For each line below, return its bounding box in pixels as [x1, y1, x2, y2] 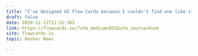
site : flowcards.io [6, 31, 54, 37]
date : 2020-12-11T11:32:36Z [6, 19, 75, 25]
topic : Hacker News [6, 36, 54, 42]
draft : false [6, 14, 38, 20]
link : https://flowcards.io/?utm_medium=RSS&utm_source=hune [6, 25, 160, 31]
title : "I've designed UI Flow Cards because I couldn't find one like [6, 8, 186, 15]
